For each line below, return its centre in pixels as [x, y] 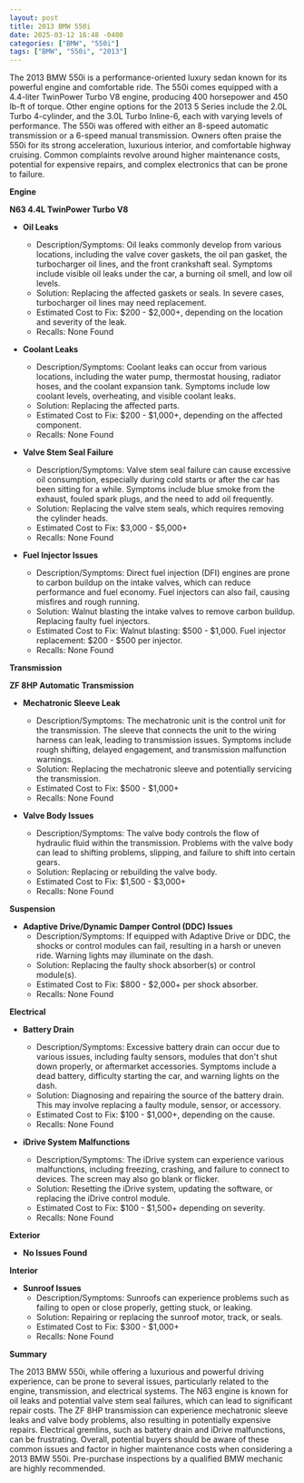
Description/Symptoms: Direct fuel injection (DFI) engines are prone [163, 573]
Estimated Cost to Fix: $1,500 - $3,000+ [111, 882]
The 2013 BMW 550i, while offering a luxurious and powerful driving [137, 1372]
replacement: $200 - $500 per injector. [109, 641]
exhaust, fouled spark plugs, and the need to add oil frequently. [155, 499]
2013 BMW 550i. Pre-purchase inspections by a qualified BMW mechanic [147, 1459]
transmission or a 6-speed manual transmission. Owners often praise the [146, 136]
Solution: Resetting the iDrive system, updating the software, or [154, 1189]
